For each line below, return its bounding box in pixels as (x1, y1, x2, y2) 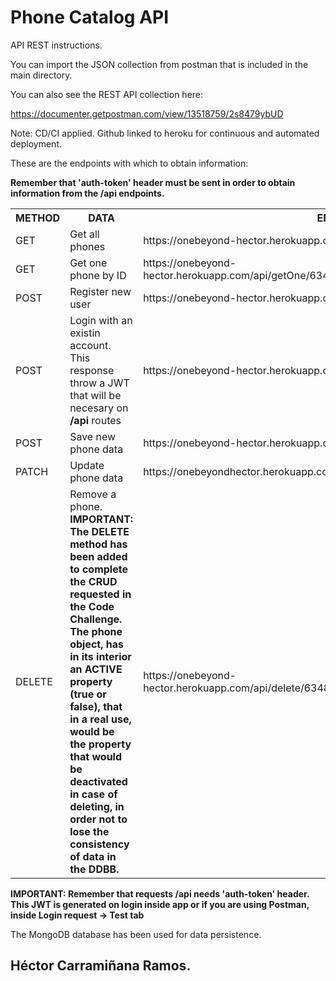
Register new (69, 284, 132, 298)
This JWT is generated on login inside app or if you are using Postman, (10, 898, 310, 910)
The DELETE (69, 524, 130, 538)
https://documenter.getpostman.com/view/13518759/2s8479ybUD (10, 107, 284, 120)
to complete (69, 562, 128, 576)
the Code (69, 599, 115, 613)
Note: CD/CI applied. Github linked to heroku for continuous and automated (10, 127, 320, 139)
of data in (69, 849, 117, 863)
